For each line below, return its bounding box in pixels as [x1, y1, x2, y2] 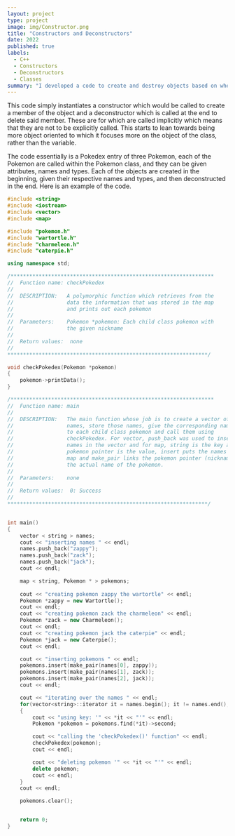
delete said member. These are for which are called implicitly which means [7, 117, 222, 125]
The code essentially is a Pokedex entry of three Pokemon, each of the [7, 152, 212, 161]
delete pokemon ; [32, 765, 80, 772]
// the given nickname [7, 325, 124, 332]
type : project [7, 17, 49, 24]
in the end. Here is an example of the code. [7, 182, 131, 190]
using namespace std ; [7, 260, 71, 267]
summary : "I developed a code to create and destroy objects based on [7, 82, 218, 89]
